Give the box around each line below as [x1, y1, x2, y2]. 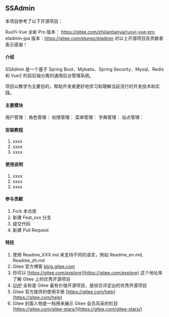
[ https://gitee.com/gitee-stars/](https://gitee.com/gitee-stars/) [12, 306, 142, 312]
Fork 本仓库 [12, 208, 37, 214]
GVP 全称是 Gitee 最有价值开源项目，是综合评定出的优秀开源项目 [12, 283, 147, 289]
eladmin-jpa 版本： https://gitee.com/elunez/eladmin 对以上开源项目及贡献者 [5, 35, 163, 41]
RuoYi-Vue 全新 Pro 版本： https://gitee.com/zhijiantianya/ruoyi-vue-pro [5, 29, 155, 35]
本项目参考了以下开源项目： [5, 18, 63, 24]
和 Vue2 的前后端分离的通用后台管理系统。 [5, 73, 94, 79]
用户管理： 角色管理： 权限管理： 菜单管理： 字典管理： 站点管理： [5, 114, 144, 120]
